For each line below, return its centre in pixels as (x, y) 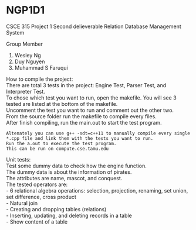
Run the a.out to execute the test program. (61, 143)
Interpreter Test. (26, 91)
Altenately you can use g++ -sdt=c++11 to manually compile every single (98, 133)
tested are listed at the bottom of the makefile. (62, 104)
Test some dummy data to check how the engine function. (76, 166)
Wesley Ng (28, 55)
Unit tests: (18, 159)
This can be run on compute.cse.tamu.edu (58, 149)
